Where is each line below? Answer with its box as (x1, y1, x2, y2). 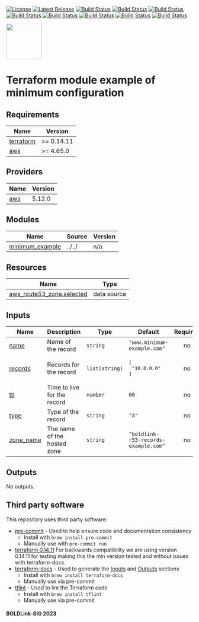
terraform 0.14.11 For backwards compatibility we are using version (14, 546, 177, 553)
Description (47, 328, 81, 336)
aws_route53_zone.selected (9, 290, 88, 298)
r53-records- (129, 436, 166, 444)
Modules (6, 215, 40, 225)
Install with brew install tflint (23, 590, 102, 597)
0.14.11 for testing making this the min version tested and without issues (14, 552, 189, 560)
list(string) (86, 365, 123, 372)
